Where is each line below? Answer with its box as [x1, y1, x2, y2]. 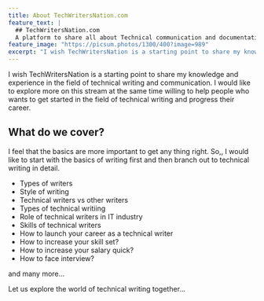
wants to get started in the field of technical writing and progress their [8, 95, 235, 104]
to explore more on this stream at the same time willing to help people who [8, 86, 250, 95]
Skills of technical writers [19, 220, 101, 229]
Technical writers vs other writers [19, 195, 128, 204]
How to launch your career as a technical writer [19, 229, 174, 238]
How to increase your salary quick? [19, 245, 134, 255]
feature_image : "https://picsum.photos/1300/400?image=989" [8, 41, 210, 49]
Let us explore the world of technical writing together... [8, 284, 186, 293]
